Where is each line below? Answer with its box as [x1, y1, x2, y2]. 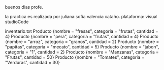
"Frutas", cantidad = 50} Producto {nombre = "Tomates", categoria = [5, 54, 145, 60]
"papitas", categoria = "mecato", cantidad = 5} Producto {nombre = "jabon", [5, 44, 159, 49]
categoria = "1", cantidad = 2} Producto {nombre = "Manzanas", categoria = [5, 49, 159, 55]
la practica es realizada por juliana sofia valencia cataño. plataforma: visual [5, 14, 158, 19]
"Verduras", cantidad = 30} [5, 60, 60, 65]
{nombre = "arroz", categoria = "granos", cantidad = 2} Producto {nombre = [5, 39, 159, 45]
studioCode [5, 19, 29, 24]
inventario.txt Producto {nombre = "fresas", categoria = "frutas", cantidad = [5, 28, 159, 34]
